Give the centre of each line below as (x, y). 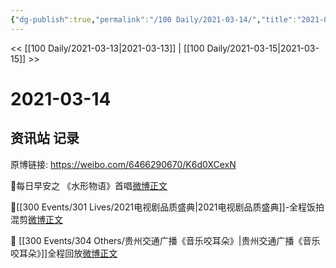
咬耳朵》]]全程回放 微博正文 (64, 253)
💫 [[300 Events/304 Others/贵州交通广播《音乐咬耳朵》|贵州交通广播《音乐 (165, 240)
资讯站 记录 (45, 138)
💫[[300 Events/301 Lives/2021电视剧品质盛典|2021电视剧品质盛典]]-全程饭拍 (167, 207)
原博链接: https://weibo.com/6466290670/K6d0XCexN (123, 164)
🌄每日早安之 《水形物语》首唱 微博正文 (89, 185)
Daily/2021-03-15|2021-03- (263, 48)
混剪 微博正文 (36, 219)
